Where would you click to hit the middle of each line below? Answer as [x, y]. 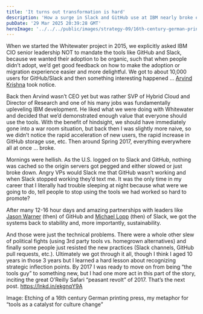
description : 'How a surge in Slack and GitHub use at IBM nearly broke [100, 18]
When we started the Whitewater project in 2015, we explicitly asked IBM [97, 46]
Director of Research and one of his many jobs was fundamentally [89, 103]
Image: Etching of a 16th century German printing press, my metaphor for [98, 298]
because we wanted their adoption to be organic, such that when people [97, 59]
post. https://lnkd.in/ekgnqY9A [44, 286]
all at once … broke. [31, 148]
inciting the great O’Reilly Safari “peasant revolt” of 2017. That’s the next [96, 280]
